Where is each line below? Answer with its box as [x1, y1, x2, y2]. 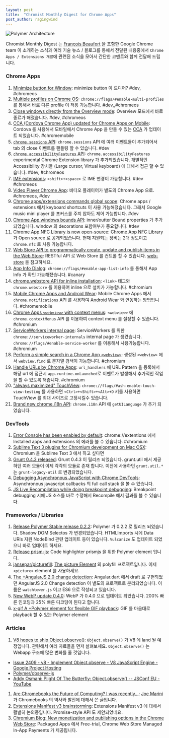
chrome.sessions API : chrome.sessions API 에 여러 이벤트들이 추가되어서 [13, 139, 158, 145]
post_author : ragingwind [6, 17, 58, 22]
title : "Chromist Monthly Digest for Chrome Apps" [6, 12, 116, 17]
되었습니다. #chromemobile [18, 132, 74, 139]
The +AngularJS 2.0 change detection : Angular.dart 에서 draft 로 [13, 574, 145, 580]
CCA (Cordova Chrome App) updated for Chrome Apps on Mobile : [13, 120, 150, 126]
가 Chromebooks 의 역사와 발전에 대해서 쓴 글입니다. [13, 696, 118, 703]
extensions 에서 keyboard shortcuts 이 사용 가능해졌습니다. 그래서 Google [13, 204, 162, 210]
